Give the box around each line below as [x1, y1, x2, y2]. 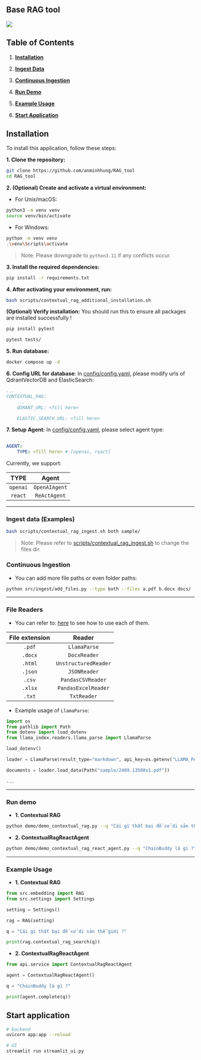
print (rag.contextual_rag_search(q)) [6, 939, 100, 945]
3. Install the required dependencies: [6, 263, 100, 270]
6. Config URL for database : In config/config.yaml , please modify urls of [6, 370, 185, 377]
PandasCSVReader [60, 676, 106, 683]
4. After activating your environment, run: [6, 285, 112, 293]
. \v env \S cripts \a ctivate [6, 240, 68, 247]
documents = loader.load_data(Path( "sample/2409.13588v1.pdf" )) [6, 767, 170, 773]
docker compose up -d [6, 359, 60, 365]
